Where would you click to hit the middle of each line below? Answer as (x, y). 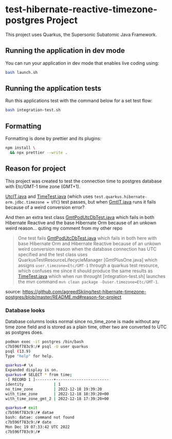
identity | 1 (33, 384)
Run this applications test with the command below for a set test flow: (79, 101)
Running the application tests (53, 88)
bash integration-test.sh (33, 110)
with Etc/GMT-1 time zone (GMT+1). (43, 186)
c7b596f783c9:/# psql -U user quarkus (47, 346)
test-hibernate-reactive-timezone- (81, 9)
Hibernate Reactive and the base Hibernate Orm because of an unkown (81, 223)
